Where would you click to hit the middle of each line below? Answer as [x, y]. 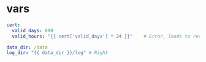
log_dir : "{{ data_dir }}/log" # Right [57, 53]
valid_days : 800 [32, 30]
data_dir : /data [27, 47]
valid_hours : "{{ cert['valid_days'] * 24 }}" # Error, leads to [101, 36]
